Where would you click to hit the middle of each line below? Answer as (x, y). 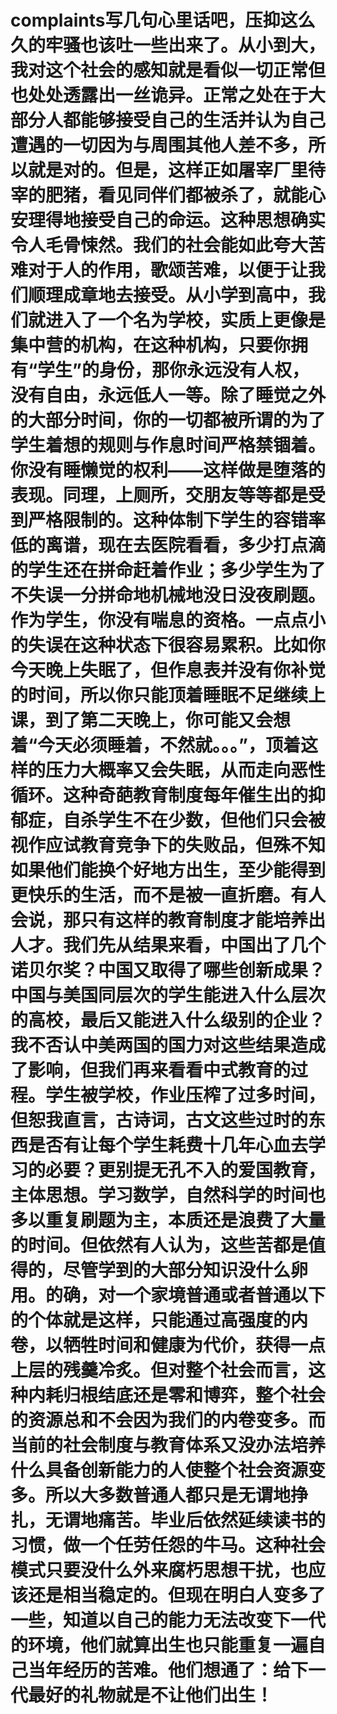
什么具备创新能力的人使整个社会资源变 (168, 1470)
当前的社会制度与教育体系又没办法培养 (168, 1445)
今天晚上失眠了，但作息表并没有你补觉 (168, 670)
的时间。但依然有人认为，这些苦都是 (159, 1245)
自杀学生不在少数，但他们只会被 (195, 820)
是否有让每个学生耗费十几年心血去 (168, 1145)
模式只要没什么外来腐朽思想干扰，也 (159, 1570)
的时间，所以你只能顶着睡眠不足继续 (159, 695)
